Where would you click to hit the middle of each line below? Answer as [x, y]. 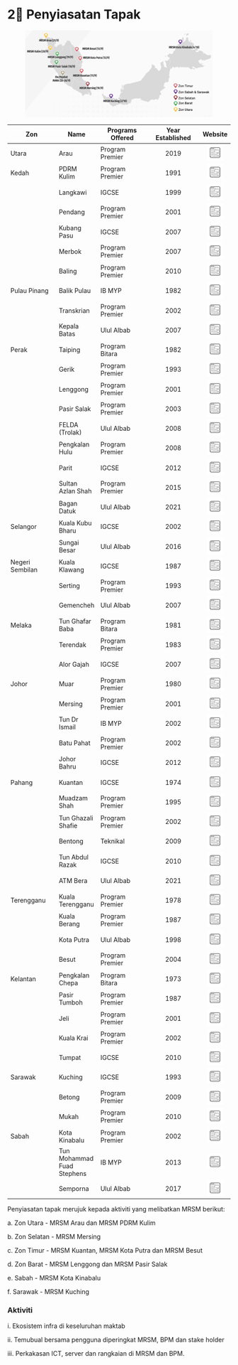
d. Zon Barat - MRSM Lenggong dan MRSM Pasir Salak [87, 1264]
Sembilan [24, 570]
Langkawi [73, 193]
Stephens [73, 1174]
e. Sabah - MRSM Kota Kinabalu [54, 1278]
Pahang [22, 782]
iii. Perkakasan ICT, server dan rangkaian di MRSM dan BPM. [96, 1353]
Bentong [71, 841]
